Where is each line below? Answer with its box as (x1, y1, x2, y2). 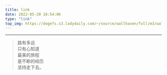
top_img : (5, 21, 23, 26)
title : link (5, 7, 30, 12)
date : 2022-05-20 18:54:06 (5, 12, 61, 17)
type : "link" (5, 16, 32, 21)
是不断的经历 (17, 58, 44, 64)
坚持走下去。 (17, 65, 44, 71)
